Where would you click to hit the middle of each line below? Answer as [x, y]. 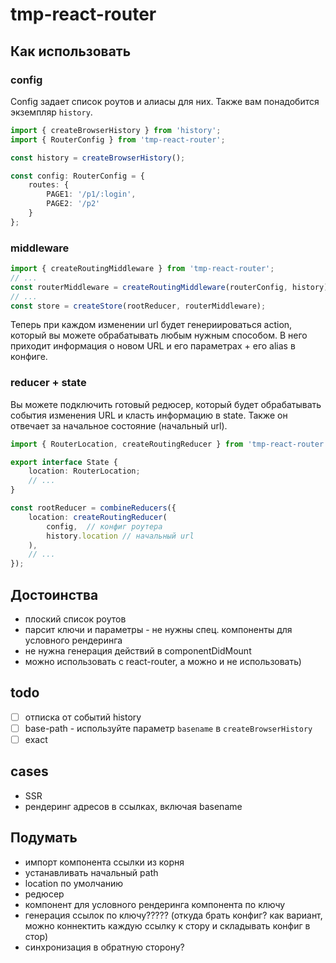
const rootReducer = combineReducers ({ [93, 508]
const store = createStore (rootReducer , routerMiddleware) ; [138, 306]
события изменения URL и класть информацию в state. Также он [149, 415]
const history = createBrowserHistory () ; [98, 158]
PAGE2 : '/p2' [73, 204]
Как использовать [71, 51]
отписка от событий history [83, 717]
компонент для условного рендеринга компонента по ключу [155, 904]
